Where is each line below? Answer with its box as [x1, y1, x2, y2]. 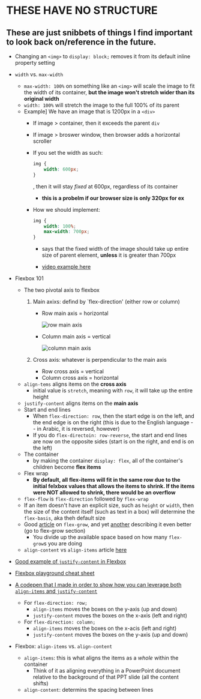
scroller [32, 137, 52, 145]
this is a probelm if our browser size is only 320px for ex [41, 194, 185, 202]
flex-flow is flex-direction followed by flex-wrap [23, 496, 149, 503]
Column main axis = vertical [41, 333, 111, 340]
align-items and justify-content [14, 587, 98, 595]
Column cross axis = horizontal [41, 374, 119, 382]
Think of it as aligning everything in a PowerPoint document [32, 667, 181, 674]
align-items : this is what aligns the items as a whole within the [23, 655, 179, 662]
